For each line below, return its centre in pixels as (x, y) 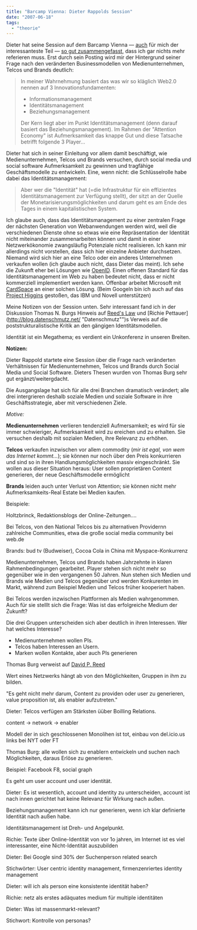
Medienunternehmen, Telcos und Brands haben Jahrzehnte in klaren (89, 562)
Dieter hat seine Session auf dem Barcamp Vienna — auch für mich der (92, 45)
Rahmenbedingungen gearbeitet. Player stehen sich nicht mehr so (86, 569)
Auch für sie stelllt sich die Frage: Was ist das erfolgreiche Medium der (92, 605)
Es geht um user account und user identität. (59, 781)
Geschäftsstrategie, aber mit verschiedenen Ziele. (67, 403)
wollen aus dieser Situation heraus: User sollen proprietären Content (89, 469)
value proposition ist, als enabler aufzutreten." (62, 700)
